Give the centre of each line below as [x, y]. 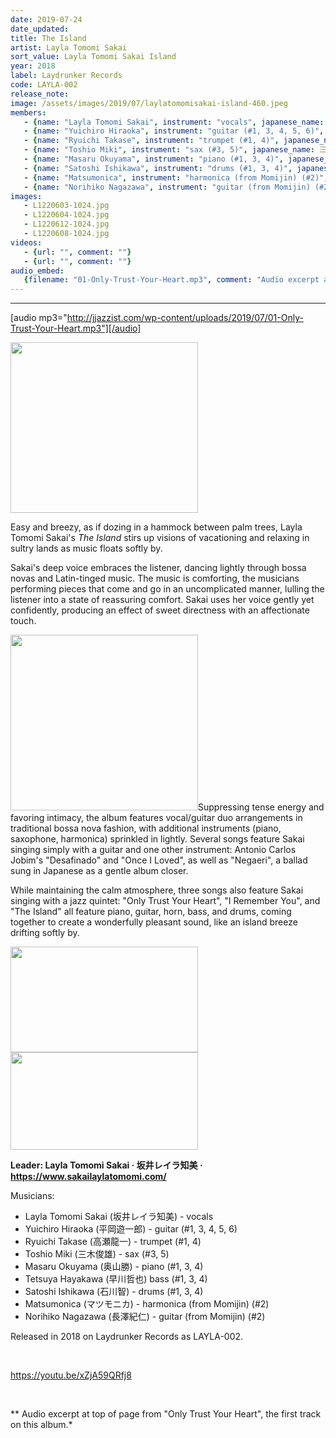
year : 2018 [33, 66]
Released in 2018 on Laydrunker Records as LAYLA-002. [127, 1337]
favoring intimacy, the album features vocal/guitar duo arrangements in [156, 818]
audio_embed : [37, 271]
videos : [26, 242]
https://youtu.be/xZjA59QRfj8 [71, 1375]
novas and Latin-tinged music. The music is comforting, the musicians [155, 578]
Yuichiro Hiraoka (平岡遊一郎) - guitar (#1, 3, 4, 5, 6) [131, 1229]
